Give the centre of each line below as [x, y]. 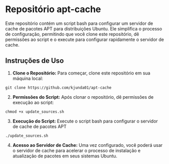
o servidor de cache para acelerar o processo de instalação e [76, 150]
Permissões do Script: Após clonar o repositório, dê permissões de [83, 97]
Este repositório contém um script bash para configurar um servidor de [79, 23]
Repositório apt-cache [53, 9]
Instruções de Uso [35, 61]
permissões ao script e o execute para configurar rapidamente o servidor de [84, 39]
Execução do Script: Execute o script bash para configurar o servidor [85, 121]
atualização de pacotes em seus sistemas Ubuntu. [65, 156]
